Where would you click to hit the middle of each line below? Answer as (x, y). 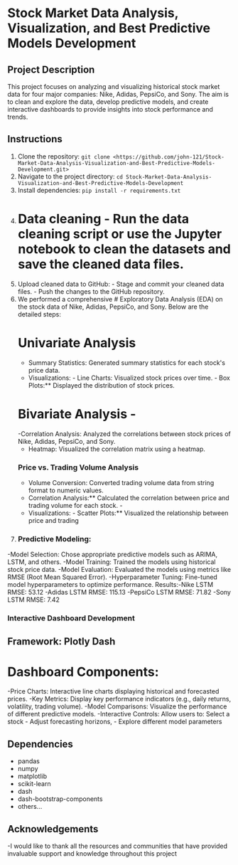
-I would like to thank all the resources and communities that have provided (118, 846)
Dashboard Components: (83, 672)
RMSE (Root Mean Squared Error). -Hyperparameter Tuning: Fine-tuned (113, 577)
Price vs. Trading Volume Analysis (78, 467)
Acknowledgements (53, 829)
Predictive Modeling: (54, 538)
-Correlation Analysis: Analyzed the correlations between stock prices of (124, 434)
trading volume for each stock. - (75, 505)
